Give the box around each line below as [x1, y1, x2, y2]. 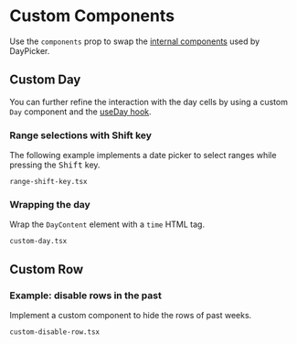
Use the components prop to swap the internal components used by [9, 36, 260, 47]
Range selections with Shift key [9, 129, 153, 142]
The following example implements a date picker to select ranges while [9, 150, 277, 161]
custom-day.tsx [9, 237, 68, 246]
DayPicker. [9, 45, 50, 56]
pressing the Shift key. [9, 159, 101, 170]
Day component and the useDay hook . [9, 106, 153, 117]
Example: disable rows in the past [9, 289, 162, 302]
